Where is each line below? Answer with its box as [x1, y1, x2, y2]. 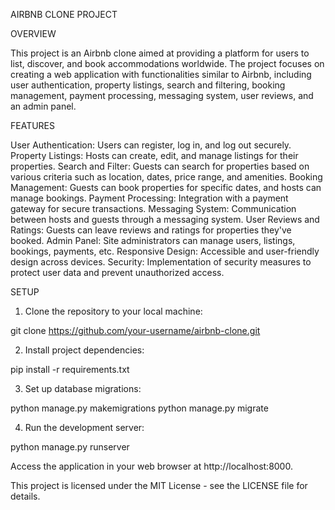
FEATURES [10, 120, 56, 131]
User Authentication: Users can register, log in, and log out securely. [10, 139, 292, 151]
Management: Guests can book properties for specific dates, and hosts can [10, 182, 322, 193]
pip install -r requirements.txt [10, 364, 130, 375]
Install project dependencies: [24, 344, 145, 356]
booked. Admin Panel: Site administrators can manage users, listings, [10, 235, 296, 246]
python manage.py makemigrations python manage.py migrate [10, 402, 269, 414]
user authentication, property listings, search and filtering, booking [10, 79, 286, 91]
